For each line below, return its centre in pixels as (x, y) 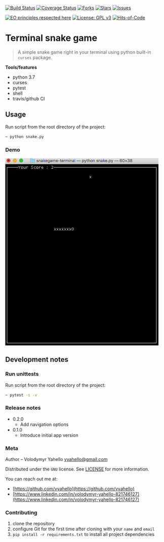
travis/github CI (29, 98)
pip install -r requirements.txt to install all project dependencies (84, 534)
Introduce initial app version (49, 435)
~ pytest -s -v (21, 395)
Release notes (23, 408)
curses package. (35, 57)
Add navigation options (44, 424)
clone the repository (34, 524)
